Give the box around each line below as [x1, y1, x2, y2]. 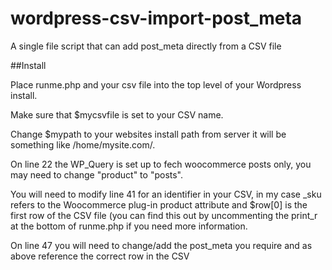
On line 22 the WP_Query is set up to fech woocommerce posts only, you [10, 158, 312, 170]
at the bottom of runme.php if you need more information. [10, 220, 248, 232]
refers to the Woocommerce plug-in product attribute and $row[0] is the [10, 198, 308, 211]
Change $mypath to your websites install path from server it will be [10, 128, 287, 140]
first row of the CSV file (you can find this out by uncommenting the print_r [10, 209, 318, 221]
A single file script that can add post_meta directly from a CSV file [10, 40, 282, 52]
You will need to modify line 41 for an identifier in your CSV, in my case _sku [10, 188, 322, 200]
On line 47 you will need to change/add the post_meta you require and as [10, 239, 313, 251]
